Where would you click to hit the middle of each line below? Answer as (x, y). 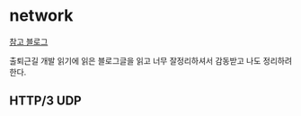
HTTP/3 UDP (46, 101)
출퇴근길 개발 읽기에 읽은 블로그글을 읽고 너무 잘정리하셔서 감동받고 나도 (135, 60)
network (41, 16)
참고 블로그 (29, 41)
